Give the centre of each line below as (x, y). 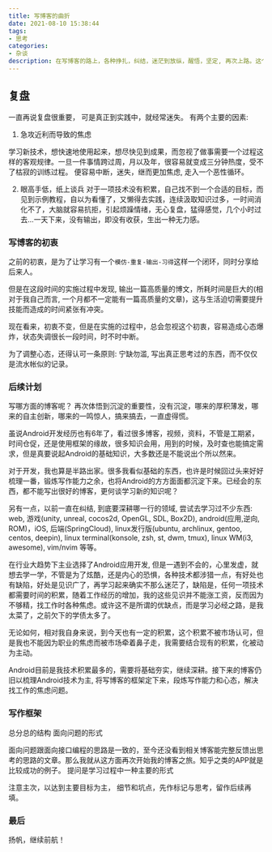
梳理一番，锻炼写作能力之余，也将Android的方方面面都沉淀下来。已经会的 (132, 481)
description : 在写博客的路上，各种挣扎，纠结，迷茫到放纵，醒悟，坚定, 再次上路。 (132, 62)
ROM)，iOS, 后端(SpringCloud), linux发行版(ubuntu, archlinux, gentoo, (125, 529)
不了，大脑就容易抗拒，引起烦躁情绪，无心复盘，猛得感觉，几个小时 (141, 209)
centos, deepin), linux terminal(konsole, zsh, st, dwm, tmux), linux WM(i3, (131, 538)
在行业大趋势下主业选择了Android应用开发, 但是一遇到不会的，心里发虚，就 (134, 565)
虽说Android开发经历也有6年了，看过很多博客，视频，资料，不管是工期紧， (134, 434)
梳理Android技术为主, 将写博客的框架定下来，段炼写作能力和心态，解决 (140, 680)
